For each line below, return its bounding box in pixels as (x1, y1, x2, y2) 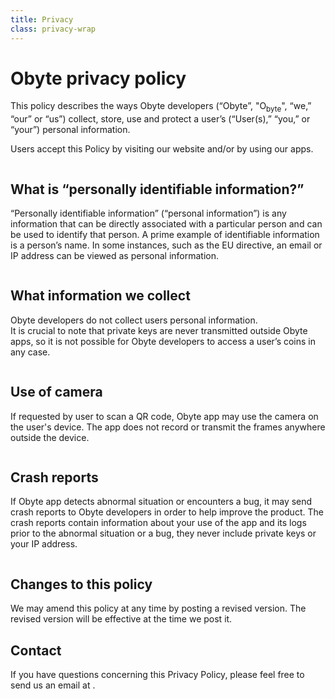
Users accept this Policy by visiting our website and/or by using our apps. (10, 143, 314, 155)
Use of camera (10, 384, 103, 401)
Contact (10, 642, 62, 659)
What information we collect (10, 287, 191, 305)
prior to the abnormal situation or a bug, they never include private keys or (10, 527, 317, 540)
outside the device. (10, 431, 90, 443)
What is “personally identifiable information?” (10, 181, 305, 198)
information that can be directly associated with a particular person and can (10, 218, 323, 230)
